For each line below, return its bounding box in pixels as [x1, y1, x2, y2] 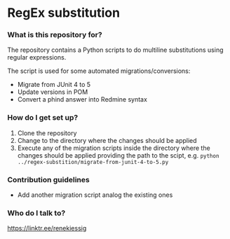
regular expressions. [7, 53, 67, 62]
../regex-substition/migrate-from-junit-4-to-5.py [17, 158, 169, 165]
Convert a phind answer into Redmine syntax [17, 95, 147, 104]
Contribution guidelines [7, 175, 90, 184]
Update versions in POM [17, 88, 88, 96]
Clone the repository [17, 128, 77, 137]
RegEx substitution [7, 5, 121, 21]
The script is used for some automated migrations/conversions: [7, 67, 191, 75]
